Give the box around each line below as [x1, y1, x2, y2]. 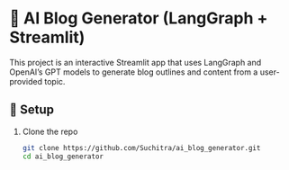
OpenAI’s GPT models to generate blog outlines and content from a [9, 67, 258, 77]
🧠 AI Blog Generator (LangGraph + [9, 8, 268, 29]
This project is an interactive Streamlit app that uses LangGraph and [9, 57, 262, 67]
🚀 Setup [9, 103, 55, 118]
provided [9, 76, 43, 86]
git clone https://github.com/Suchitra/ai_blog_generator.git [22, 143, 261, 152]
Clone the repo [22, 126, 78, 137]
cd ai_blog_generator [22, 152, 104, 161]
